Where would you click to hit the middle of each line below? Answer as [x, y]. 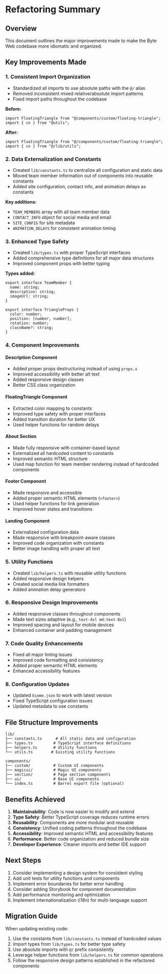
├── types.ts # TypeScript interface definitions [68, 743]
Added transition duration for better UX [54, 419]
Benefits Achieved [35, 799]
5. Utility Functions [29, 562]
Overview [21, 28]
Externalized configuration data [46, 532]
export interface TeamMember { [39, 283]
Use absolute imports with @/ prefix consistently [63, 949]
